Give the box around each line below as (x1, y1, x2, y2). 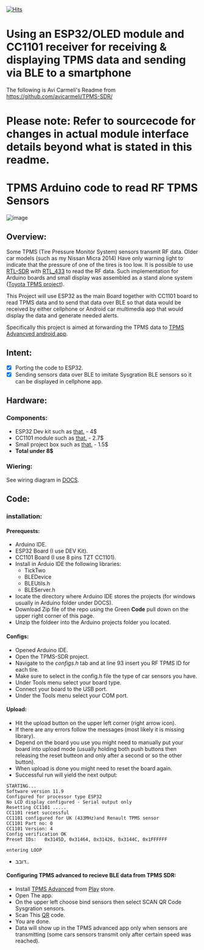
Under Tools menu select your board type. (15, 678, 122, 686)
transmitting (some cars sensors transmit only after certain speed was (15, 930, 192, 938)
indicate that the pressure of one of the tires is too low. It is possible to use (6, 261, 194, 268)
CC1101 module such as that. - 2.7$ (15, 434, 104, 441)
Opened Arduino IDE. (15, 646, 69, 653)
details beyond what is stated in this (6, 140, 192, 154)
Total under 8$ (15, 447, 54, 454)
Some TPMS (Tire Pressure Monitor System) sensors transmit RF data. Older (6, 248, 199, 255)
